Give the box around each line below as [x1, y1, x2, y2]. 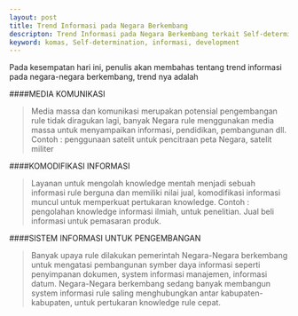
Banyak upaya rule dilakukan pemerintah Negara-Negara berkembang [30, 250, 288, 261]
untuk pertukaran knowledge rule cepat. [74, 297, 222, 308]
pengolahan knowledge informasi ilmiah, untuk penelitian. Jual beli [30, 206, 275, 217]
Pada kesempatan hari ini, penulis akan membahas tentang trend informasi [9, 62, 282, 73]
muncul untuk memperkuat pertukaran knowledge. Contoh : [30, 197, 250, 208]
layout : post [9, 12, 58, 22]
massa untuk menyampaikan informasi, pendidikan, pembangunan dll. [30, 125, 287, 136]
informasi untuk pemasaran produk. [30, 216, 162, 226]
